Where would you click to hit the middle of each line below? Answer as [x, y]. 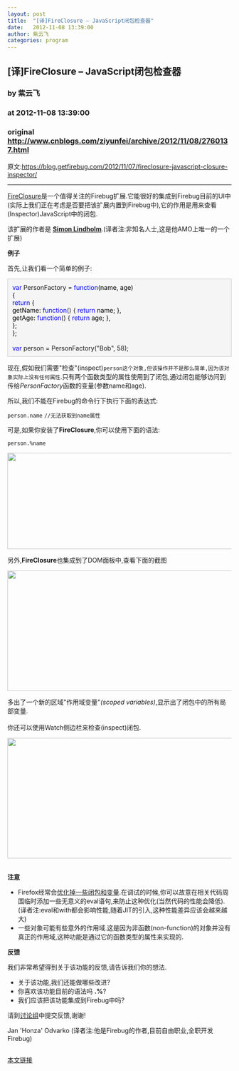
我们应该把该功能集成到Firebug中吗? [71, 1000]
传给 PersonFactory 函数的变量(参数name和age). [77, 386]
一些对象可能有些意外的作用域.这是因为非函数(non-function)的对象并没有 [124, 927]
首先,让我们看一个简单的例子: [50, 268]
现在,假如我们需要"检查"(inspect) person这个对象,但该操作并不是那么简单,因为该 [116, 368]
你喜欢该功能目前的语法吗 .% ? [62, 991]
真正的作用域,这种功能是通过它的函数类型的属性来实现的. [100, 937]
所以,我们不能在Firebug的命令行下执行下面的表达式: [83, 401]
